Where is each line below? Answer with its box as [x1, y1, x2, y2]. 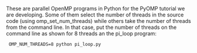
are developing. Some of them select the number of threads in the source [6, 11, 184, 18]
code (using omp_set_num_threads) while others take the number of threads [6, 18, 191, 24]
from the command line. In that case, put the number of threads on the [6, 24, 177, 31]
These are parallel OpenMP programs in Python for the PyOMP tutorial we [6, 5, 185, 12]
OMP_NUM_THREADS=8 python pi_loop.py [8, 41, 101, 47]
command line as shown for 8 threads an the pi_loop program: [6, 30, 157, 37]
